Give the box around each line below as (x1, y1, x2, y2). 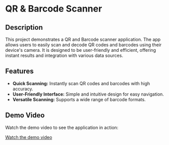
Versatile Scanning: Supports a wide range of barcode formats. (12, 96, 146, 102)
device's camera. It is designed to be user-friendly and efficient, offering (5, 47, 156, 53)
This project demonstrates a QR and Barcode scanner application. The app (5, 36, 161, 42)
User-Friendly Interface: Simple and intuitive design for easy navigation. (12, 91, 164, 97)
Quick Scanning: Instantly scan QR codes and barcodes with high (12, 80, 150, 86)
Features (5, 67, 34, 76)
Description (5, 23, 43, 32)
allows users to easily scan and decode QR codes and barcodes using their (5, 42, 162, 48)
